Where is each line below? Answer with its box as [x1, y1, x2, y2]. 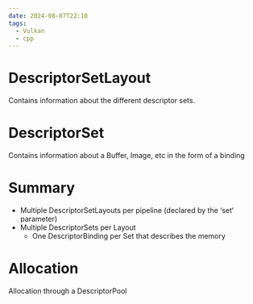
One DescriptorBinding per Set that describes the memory [31, 231, 226, 241]
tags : [8, 19, 27, 27]
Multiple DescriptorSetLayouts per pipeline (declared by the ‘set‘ [19, 206, 234, 215]
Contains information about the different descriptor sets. [8, 96, 196, 106]
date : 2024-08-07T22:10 [8, 11, 89, 20]
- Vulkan [15, 27, 45, 35]
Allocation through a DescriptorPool [8, 286, 127, 295]
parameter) [19, 214, 58, 224]
